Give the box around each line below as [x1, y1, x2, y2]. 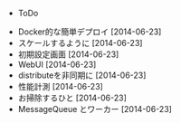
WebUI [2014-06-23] [17, 59, 97, 70]
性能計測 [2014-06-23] [17, 81, 104, 91]
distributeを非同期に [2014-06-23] [17, 70, 147, 80]
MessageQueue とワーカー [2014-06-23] [17, 104, 172, 114]
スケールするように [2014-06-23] [17, 38, 143, 48]
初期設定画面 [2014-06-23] [17, 49, 119, 60]
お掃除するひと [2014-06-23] [17, 92, 127, 103]
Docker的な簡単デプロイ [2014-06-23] [17, 26, 162, 37]
